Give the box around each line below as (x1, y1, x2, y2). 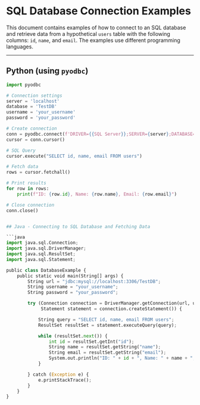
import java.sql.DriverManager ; (6, 246, 86, 251)
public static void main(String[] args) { (17, 273, 124, 279)
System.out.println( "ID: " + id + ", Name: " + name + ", (48, 355, 196, 361)
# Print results (6, 180, 46, 186)
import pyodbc (6, 82, 42, 88)
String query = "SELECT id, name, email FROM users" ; (37, 317, 174, 323)
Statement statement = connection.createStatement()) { (40, 306, 183, 312)
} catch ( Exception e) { (27, 372, 89, 378)
